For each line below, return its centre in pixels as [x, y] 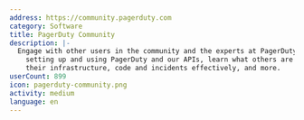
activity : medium [42, 93]
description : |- [40, 43]
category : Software [46, 26]
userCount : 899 [38, 77]
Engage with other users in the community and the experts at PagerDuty [157, 51]
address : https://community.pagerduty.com [90, 18]
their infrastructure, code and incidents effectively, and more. [153, 69]
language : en [34, 102]
